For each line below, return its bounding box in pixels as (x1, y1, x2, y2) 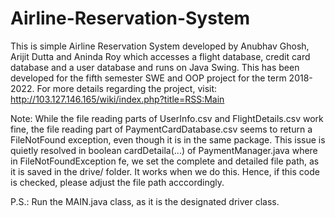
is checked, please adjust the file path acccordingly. (10, 176, 225, 188)
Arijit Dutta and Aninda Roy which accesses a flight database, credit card (10, 50, 311, 62)
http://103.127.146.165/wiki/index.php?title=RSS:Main (10, 93, 225, 105)
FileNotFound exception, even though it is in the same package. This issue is (10, 133, 326, 146)
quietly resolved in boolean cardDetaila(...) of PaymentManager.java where (10, 144, 318, 156)
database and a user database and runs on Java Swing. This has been (10, 61, 300, 73)
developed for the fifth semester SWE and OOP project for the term (10, 72, 287, 84)
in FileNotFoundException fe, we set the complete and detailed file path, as (10, 155, 320, 167)
